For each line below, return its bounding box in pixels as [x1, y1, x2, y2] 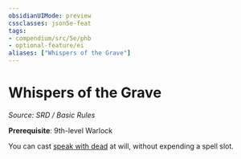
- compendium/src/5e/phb [8, 34, 92, 43]
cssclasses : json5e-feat [8, 19, 92, 27]
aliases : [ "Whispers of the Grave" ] [8, 49, 131, 57]
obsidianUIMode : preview [8, 11, 92, 20]
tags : [8, 26, 27, 35]
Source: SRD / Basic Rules [8, 110, 96, 120]
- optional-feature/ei [8, 42, 84, 50]
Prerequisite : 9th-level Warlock [8, 125, 113, 135]
